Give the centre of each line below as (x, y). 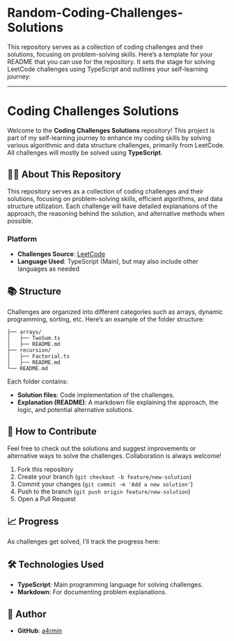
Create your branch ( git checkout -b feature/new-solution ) (104, 476)
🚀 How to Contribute (52, 432)
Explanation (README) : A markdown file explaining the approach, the (118, 402)
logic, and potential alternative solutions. (76, 409)
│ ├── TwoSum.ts (34, 338)
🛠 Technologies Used (56, 564)
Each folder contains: (38, 381)
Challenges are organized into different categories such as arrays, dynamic (115, 312)
